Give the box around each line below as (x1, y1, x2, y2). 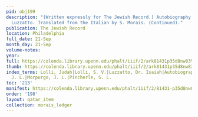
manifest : (6, 86, 31, 92)
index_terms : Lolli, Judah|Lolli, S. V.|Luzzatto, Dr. (6, 69, 144, 75)
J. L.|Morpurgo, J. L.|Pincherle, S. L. (11, 74, 112, 80)
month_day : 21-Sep (6, 42, 51, 48)
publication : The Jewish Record (6, 25, 85, 31)
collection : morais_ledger (6, 102, 72, 108)
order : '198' (6, 91, 38, 97)
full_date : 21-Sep (6, 36, 51, 42)
